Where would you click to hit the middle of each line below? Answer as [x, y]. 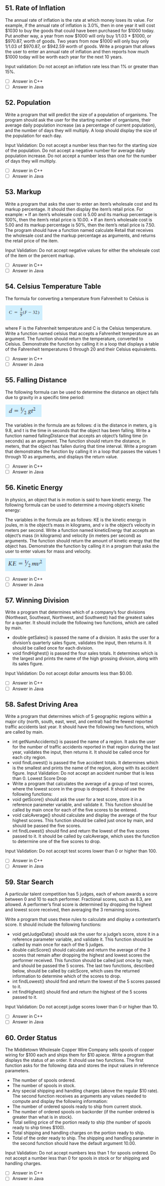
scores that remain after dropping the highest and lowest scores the [81, 955]
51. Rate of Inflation [35, 8]
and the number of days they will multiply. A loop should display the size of [81, 130]
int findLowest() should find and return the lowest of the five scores [81, 831]
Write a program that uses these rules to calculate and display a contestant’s [83, 920]
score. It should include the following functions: [53, 924]
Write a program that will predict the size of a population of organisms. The [81, 114]
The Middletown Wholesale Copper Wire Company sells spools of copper [80, 1050]
